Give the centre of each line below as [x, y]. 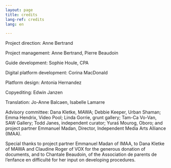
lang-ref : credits [25, 19]
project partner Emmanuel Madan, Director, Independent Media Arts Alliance [86, 128]
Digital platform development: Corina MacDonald [57, 73]
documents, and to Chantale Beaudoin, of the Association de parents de [81, 155]
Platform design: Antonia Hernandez [43, 82]
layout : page [19, 10]
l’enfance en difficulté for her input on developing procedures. [70, 160]
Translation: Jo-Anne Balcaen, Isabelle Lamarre [55, 102]
